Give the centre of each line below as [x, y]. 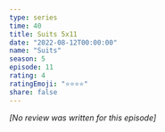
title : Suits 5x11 [43, 34]
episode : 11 [31, 68]
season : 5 [28, 59]
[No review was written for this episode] [83, 118]
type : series [33, 17]
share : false [33, 92]
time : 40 [25, 26]
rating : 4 [28, 76]
